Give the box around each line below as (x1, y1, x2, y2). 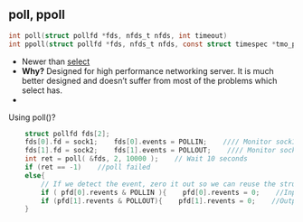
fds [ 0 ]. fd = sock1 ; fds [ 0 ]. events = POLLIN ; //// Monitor (24, 137, 272, 147)
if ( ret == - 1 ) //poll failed (24, 162, 151, 172)
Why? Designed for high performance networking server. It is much (21, 65, 275, 76)
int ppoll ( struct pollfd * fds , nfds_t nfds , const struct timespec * (8, 40, 277, 49)
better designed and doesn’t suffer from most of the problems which (21, 75, 278, 86)
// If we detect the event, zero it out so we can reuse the (41, 180, 277, 189)
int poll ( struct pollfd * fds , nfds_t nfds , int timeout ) (8, 31, 228, 40)
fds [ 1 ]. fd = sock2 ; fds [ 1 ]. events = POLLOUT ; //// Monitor (24, 146, 277, 155)
